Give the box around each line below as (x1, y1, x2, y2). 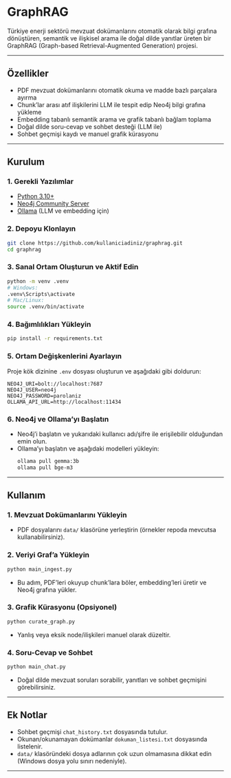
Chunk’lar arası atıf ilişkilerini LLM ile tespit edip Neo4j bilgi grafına (16, 100, 206, 108)
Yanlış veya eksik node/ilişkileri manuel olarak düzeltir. (16, 630, 171, 639)
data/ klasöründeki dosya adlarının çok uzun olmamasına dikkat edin (16, 749, 212, 757)
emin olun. (16, 437, 47, 445)
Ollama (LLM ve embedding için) (16, 207, 110, 215)
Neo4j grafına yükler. (16, 585, 77, 594)
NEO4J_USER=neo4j (7, 386, 57, 393)
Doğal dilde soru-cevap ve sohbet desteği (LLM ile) (16, 122, 163, 130)
